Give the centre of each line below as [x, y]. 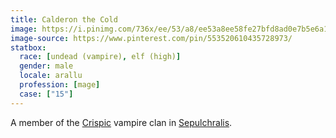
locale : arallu [51, 76]
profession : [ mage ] [60, 85]
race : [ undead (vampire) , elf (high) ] [100, 57]
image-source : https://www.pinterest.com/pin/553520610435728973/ [151, 38]
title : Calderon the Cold [64, 19]
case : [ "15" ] [46, 94]
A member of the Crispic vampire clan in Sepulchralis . [121, 122]
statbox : [28, 47]
